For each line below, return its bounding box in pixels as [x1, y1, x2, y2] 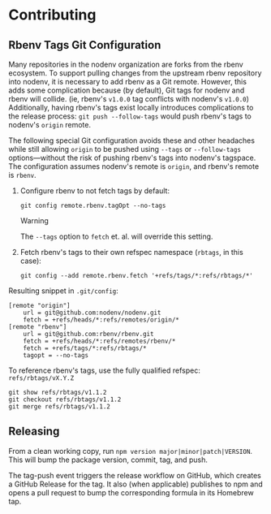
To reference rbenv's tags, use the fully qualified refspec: [8, 365, 200, 375]
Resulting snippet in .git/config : [8, 286, 119, 296]
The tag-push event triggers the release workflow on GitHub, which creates [8, 470, 262, 480]
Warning [19, 216, 49, 225]
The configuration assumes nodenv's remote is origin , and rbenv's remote [8, 162, 260, 171]
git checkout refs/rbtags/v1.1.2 [8, 395, 122, 404]
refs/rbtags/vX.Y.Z [8, 374, 75, 382]
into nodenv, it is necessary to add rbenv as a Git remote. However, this [8, 77, 247, 86]
